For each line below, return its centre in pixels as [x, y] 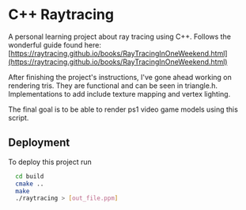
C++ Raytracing [61, 15]
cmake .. [30, 184]
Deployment [39, 143]
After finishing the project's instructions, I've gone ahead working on [120, 77]
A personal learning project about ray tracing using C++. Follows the [120, 36]
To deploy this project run [50, 162]
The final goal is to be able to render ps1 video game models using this [123, 109]
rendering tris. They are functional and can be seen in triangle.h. [113, 86]
